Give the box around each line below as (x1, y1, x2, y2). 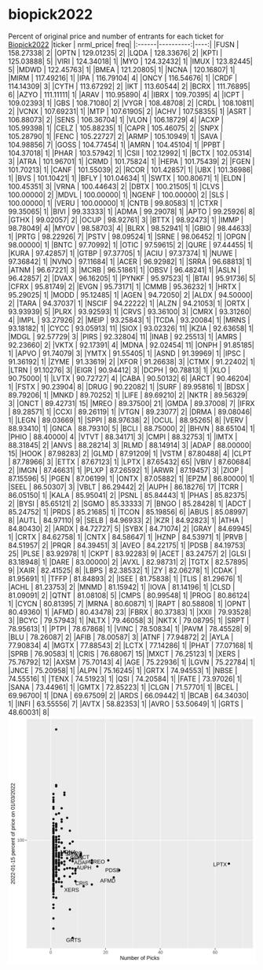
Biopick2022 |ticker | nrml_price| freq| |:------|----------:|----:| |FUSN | (8, 39, 239, 49)
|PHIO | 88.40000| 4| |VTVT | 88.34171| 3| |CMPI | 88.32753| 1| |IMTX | (8, 432, 238, 441)
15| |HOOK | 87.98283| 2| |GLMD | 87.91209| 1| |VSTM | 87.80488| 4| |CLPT (8, 448, 252, 458)
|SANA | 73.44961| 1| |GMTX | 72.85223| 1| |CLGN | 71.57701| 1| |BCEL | (8, 682, 239, 692)
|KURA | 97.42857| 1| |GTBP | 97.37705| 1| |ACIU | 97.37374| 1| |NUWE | (8, 248, 238, 258)
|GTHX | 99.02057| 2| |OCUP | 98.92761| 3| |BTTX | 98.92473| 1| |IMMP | (8, 214, 244, 225)
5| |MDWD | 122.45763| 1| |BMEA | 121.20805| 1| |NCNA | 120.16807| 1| (8, 64, 236, 74)
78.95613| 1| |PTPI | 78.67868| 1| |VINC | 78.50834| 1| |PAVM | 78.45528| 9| (8, 624, 251, 633)
